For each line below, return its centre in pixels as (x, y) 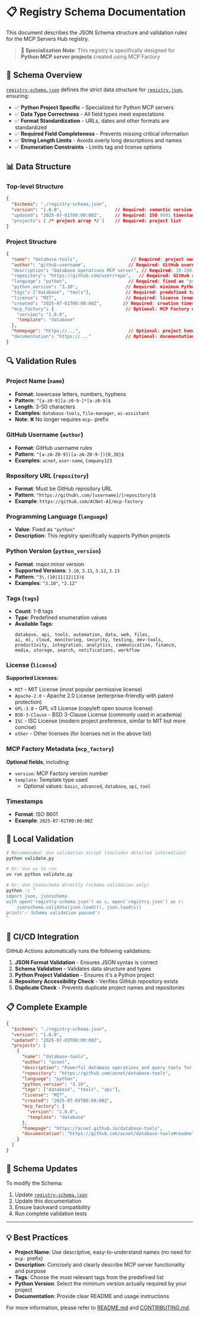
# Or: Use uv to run (32, 869)
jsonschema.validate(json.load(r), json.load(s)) (79, 907)
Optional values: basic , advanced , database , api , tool (87, 786)
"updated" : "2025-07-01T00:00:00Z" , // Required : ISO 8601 (91, 215)
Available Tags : (34, 624)
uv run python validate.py (39, 875)
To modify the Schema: (35, 1183)
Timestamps (25, 801)
